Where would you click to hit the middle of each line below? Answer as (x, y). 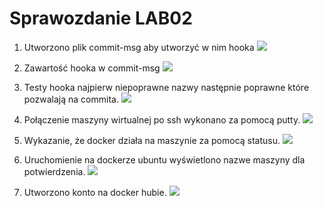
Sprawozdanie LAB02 (101, 18)
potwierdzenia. (54, 171)
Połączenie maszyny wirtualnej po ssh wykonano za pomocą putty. (162, 119)
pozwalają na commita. (71, 99)
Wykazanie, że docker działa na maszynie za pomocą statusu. (152, 140)
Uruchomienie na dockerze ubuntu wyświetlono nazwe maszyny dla (164, 159)
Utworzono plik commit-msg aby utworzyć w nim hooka (139, 47)
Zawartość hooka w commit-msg (92, 68)
